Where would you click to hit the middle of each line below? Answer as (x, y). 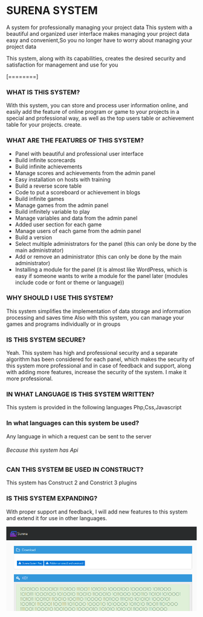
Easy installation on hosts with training (63, 179)
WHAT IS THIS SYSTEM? (43, 92)
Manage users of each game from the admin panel (78, 231)
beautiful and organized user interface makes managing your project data (98, 33)
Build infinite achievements (49, 167)
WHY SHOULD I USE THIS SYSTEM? (60, 298)
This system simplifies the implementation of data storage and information (99, 311)
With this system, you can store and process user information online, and (97, 105)
